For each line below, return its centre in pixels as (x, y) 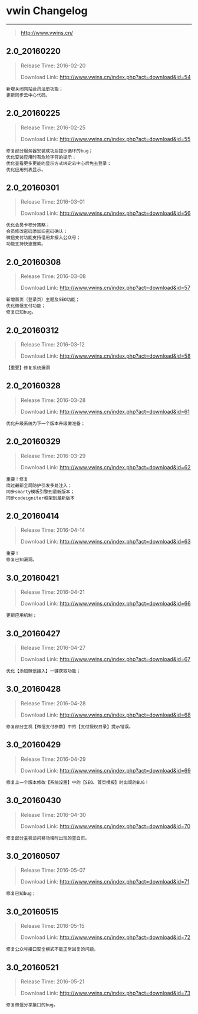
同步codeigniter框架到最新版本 (40, 498)
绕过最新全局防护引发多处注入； (39, 485)
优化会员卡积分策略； (28, 225)
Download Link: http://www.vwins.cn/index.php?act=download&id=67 (105, 659)
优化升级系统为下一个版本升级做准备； (46, 423)
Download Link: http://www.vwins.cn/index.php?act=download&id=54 (105, 77)
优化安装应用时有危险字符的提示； (41, 157)
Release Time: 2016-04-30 (53, 815)
